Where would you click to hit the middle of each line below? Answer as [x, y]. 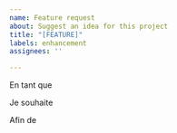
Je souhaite [31, 103]
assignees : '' [36, 52]
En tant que [31, 85]
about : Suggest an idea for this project [89, 26]
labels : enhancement [49, 43]
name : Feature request [52, 18]
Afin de [23, 120]
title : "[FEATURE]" [46, 34]
